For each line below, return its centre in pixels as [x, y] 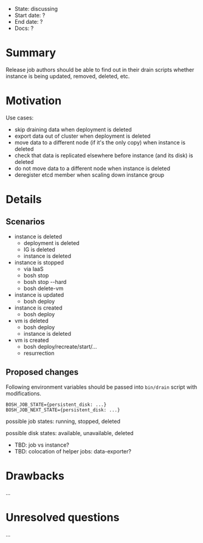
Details [24, 200]
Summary [31, 53]
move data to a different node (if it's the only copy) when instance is [100, 142]
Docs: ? [24, 28]
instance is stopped [39, 262]
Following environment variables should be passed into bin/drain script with [101, 387]
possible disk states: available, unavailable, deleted [70, 433]
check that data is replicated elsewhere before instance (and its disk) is [104, 155]
